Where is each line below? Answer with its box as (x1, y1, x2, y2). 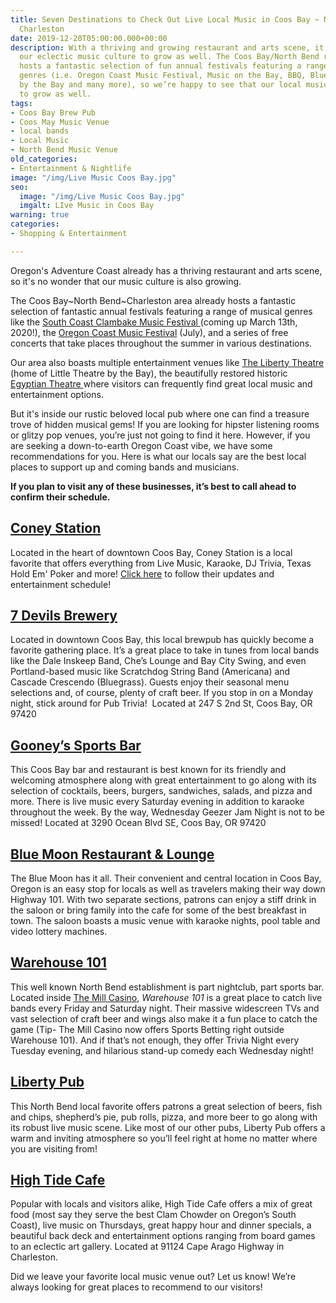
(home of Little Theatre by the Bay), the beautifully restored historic (10, 367, 288, 379)
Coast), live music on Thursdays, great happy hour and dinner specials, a (10, 1219, 312, 1231)
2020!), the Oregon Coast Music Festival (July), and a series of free (10, 326, 289, 338)
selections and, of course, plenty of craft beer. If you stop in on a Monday (10, 687, 314, 699)
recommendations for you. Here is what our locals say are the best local (10, 450, 307, 462)
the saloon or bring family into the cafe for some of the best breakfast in (10, 904, 307, 916)
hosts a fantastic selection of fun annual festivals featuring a (19, 61, 302, 71)
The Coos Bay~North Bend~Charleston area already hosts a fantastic (10, 294, 297, 306)
